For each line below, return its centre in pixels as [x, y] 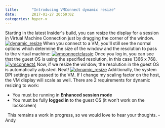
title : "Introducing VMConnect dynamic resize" [61, 10]
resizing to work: [22, 85]
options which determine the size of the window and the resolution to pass [81, 49]
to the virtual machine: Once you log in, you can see [80, 54]
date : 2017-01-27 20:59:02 [40, 14]
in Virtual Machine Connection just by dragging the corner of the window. [80, 38]
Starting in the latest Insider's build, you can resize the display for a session [82, 33]
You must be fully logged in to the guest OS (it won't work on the [78, 100]
